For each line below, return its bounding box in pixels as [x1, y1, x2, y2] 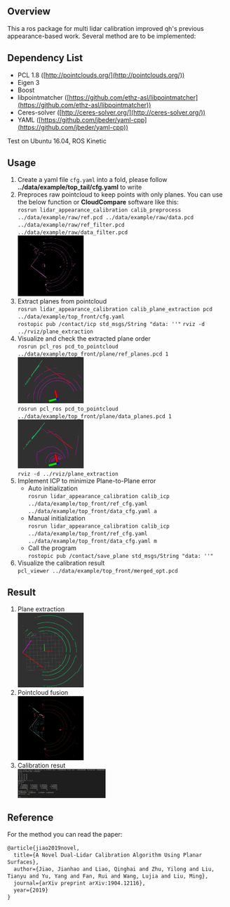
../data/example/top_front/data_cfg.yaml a [27, 507, 158, 515]
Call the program [27, 544, 77, 552]
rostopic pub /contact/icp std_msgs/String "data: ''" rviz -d [17, 321, 205, 328]
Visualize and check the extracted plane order [17, 334, 151, 343]
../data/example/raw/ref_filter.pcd [17, 221, 125, 229]
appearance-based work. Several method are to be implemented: [7, 32, 196, 40]
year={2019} [13, 887, 49, 894]
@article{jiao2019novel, [7, 844, 80, 852]
